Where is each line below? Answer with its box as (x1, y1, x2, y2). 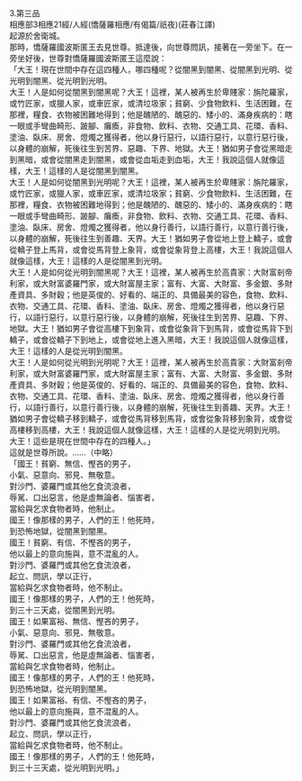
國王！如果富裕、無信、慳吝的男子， (9, 616, 144, 626)
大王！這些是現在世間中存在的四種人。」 (9, 436, 155, 446)
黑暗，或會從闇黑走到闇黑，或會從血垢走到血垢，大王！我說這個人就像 (16, 154, 277, 165)
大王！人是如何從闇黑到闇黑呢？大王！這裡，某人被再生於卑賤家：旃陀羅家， (9, 86, 293, 97)
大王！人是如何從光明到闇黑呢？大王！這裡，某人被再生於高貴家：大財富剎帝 (9, 267, 293, 277)
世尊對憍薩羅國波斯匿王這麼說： (48, 53, 167, 63)
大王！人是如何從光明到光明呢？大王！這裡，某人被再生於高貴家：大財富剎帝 (9, 357, 293, 368)
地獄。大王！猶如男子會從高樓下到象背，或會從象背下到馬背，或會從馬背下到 (9, 323, 293, 333)
